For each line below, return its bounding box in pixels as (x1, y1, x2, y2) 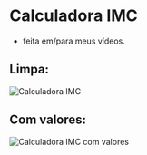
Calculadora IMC (9, 5, 138, 26)
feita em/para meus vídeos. (22, 35, 125, 46)
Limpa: (9, 62, 50, 77)
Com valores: (9, 112, 87, 128)
